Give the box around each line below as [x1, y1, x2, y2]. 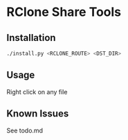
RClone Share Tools [6, 4, 122, 20]
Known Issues [6, 108, 69, 120]
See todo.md [6, 126, 43, 134]
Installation [6, 32, 56, 44]
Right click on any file [6, 87, 68, 96]
